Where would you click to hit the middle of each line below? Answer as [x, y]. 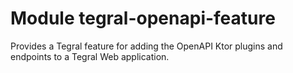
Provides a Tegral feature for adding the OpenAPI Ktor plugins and [146, 46]
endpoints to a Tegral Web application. [90, 56]
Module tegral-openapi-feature [143, 18]
